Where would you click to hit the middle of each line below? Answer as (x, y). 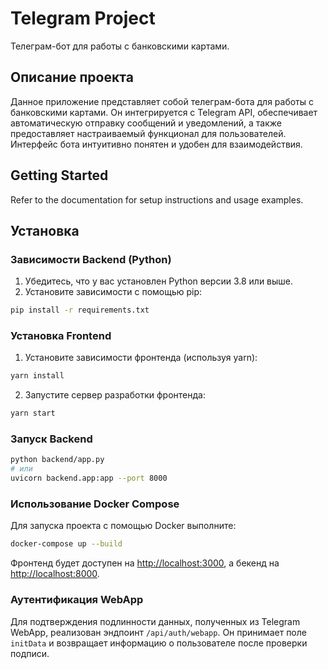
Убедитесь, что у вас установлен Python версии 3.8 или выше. (159, 281)
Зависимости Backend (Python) (91, 259)
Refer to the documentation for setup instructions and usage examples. (157, 199)
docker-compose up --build (66, 544)
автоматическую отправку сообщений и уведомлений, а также (146, 123)
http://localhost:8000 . (55, 574)
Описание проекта (72, 77)
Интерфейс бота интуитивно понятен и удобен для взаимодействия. (156, 144)
